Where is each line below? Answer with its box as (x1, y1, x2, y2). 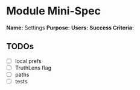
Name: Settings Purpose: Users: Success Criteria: (6, 24, 135, 31)
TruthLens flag (14, 64, 52, 71)
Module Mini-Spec (6, 4, 101, 18)
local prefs (14, 57, 42, 64)
